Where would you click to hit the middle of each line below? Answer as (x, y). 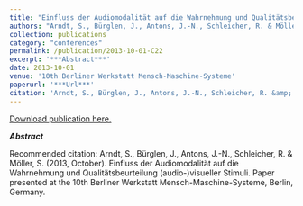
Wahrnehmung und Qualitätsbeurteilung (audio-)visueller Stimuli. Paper (142, 173)
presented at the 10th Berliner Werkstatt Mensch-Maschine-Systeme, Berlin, (151, 182)
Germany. (28, 192)
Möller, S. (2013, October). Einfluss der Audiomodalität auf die (124, 163)
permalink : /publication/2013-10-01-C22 (87, 51)
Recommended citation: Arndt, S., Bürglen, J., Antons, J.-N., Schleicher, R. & (151, 153)
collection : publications (58, 34)
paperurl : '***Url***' (52, 85)
